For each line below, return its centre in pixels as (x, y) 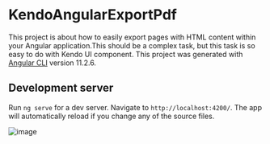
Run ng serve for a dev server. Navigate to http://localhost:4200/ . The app (135, 107)
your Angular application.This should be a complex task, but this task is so (132, 45)
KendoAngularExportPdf (93, 15)
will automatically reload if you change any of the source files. (112, 116)
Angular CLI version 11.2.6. (53, 63)
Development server (61, 88)
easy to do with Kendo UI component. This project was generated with (126, 54)
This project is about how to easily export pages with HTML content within (132, 37)
